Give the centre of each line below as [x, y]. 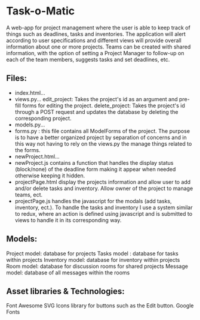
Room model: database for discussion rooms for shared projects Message [97, 266]
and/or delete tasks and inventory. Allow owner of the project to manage [104, 188]
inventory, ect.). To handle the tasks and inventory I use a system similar [104, 207]
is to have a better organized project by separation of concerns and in [101, 137]
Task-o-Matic [41, 11]
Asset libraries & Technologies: [65, 291]
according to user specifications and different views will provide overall [94, 40]
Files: [16, 78]
